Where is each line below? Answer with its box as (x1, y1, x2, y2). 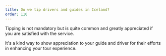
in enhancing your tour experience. (5, 45, 77, 51)
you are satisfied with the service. (5, 30, 74, 36)
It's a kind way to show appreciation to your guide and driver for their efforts (5, 40, 161, 46)
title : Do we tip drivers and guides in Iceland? (5, 7, 110, 12)
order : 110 (5, 12, 28, 17)
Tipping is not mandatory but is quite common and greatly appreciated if (5, 25, 153, 31)
